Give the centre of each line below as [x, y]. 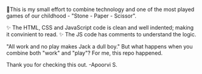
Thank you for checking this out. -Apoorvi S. [62, 65]
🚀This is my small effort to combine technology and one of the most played [100, 9]
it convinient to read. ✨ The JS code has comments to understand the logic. [101, 34]
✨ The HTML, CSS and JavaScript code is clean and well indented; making [100, 28]
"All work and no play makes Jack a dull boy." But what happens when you [99, 46]
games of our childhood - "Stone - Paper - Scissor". [71, 16]
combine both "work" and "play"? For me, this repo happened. [85, 53]
